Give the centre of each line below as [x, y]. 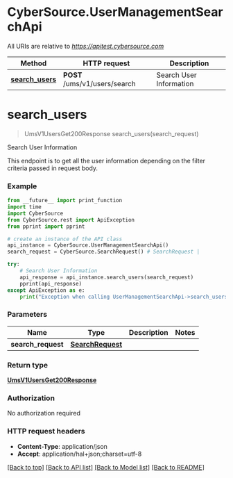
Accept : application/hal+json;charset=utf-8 [79, 454]
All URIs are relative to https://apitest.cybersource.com [86, 46]
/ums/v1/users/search [100, 83]
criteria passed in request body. [53, 168]
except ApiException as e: [46, 290]
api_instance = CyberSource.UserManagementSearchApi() [88, 245]
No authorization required [44, 413]
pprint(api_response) [51, 283]
